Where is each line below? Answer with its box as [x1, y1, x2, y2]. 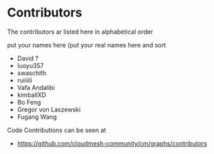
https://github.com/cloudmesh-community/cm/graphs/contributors [17, 139, 208, 147]
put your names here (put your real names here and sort [7, 41, 167, 49]
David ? [17, 54, 39, 63]
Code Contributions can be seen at [7, 126, 107, 134]
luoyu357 [17, 61, 44, 69]
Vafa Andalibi [17, 83, 55, 91]
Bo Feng [17, 98, 41, 106]
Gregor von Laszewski [17, 105, 81, 113]
